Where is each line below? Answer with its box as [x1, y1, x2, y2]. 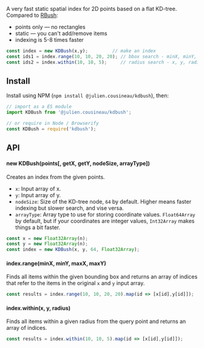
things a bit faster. [15, 224, 61, 231]
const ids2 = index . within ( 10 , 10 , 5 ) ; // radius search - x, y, [6, 59, 186, 65]
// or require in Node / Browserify [6, 121, 99, 127]
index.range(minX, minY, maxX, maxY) [6, 259, 106, 267]
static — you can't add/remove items [15, 30, 107, 37]
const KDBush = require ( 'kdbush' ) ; [6, 126, 97, 132]
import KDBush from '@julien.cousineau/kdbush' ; [6, 109, 132, 116]
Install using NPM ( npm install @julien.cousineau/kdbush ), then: [6, 92, 169, 99]
